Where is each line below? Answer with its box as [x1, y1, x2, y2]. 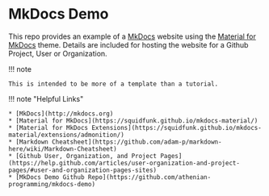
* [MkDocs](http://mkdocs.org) [8, 110, 114, 118]
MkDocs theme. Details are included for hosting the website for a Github [8, 40, 249, 49]
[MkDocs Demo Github [15, 173, 85, 181]
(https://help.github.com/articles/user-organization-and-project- [8, 159, 241, 167]
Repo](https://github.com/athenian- [87, 173, 212, 181]
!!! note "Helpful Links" [8, 94, 84, 103]
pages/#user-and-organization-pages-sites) [8, 166, 158, 174]
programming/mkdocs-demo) [8, 180, 95, 188]
